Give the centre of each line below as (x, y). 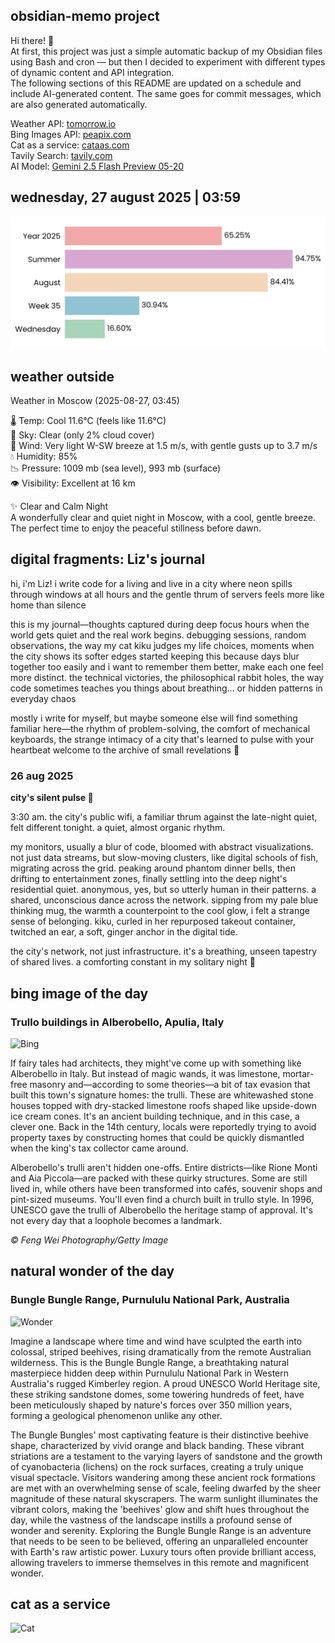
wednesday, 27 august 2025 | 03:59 (126, 197)
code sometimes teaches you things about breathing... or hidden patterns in (166, 688)
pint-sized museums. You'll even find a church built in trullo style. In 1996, (162, 1199)
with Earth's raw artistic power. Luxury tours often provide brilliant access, (163, 1551)
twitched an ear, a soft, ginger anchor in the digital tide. (124, 932)
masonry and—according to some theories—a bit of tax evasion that (170, 1084)
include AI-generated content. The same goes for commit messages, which (166, 93)
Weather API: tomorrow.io (63, 123)
